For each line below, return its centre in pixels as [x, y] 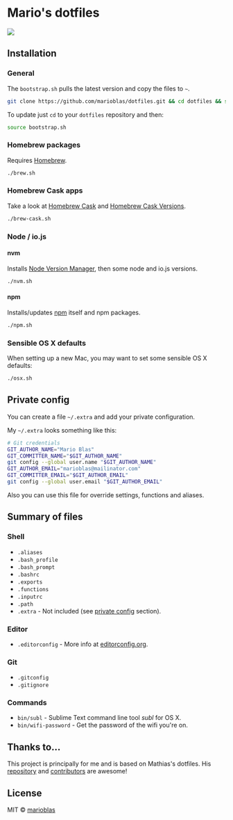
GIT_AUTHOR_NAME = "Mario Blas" [51, 449]
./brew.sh [21, 173]
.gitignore [33, 685]
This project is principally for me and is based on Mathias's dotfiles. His [109, 764]
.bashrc [28, 574]
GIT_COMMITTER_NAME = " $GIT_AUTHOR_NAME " [65, 456]
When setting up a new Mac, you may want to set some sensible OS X [107, 358]
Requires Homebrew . [37, 160]
